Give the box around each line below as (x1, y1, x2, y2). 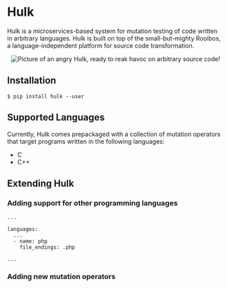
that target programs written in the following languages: (7, 137, 165, 145)
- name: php (13, 238, 48, 245)
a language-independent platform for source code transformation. (7, 41, 195, 49)
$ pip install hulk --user (7, 93, 85, 100)
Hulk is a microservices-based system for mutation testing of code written (7, 27, 218, 35)
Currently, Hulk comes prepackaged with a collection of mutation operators (7, 130, 221, 138)
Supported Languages (7, 111, 105, 124)
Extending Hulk (7, 177, 74, 189)
